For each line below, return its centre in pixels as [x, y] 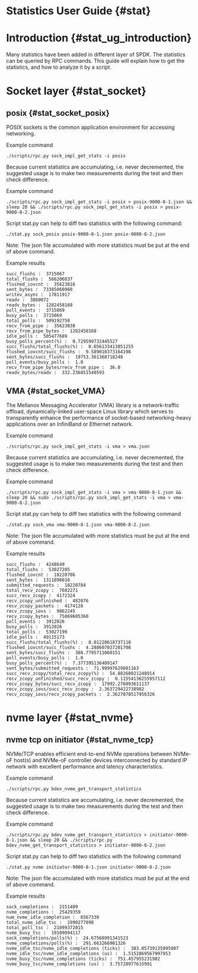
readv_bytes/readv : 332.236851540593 [55, 373]
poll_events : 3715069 [36, 310]
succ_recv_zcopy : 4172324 [41, 595]
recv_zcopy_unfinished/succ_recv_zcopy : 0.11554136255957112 [86, 679]
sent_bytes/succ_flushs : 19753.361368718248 [65, 357]
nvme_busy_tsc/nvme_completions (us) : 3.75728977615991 [79, 964]
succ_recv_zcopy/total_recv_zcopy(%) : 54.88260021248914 [81, 673]
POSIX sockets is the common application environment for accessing [90, 127]
